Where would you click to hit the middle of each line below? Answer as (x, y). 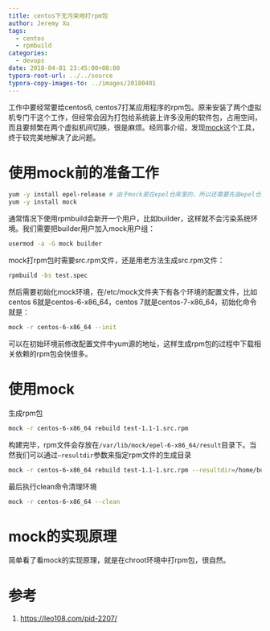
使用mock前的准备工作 (84, 173)
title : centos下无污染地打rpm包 (58, 16)
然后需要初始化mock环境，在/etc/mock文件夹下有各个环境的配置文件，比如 (133, 291)
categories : (28, 53)
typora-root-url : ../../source (61, 76)
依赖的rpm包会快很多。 (53, 353)
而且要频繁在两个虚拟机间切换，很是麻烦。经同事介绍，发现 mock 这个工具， (134, 127)
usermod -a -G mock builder (55, 244)
